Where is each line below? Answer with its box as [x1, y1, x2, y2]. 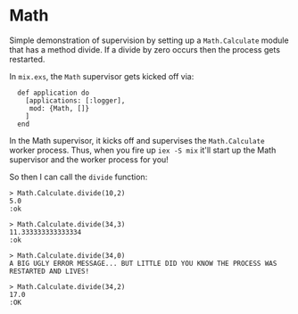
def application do [17, 88, 90, 97]
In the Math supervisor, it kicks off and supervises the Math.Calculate [9, 135, 265, 145]
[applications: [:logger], [25, 95, 126, 105]
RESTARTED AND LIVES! [9, 267, 90, 276]
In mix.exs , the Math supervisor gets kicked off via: [9, 70, 195, 81]
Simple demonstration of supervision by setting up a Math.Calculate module [9, 35, 289, 45]
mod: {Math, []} [29, 103, 90, 112]
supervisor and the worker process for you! [9, 153, 170, 165]
